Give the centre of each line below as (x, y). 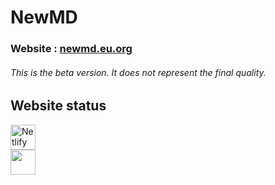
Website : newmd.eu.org (71, 49)
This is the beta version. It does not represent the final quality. (138, 72)
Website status (58, 106)
